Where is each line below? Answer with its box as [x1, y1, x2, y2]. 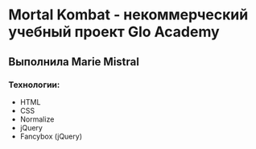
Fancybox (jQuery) [19, 131, 83, 141]
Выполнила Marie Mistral [8, 55, 139, 68]
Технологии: [8, 79, 60, 90]
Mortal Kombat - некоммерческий [8, 6, 249, 24]
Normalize [19, 114, 55, 124]
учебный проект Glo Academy [8, 23, 220, 41]
